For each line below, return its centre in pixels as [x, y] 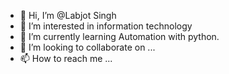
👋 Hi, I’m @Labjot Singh [68, 15]
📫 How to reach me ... [66, 58]
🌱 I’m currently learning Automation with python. [119, 36]
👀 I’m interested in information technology [106, 26]
